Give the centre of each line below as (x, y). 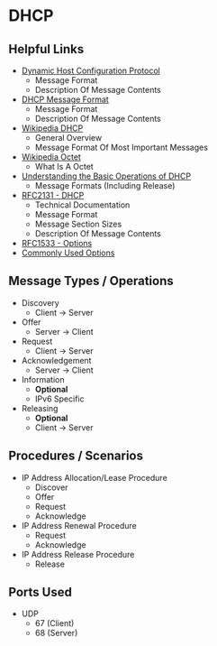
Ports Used (41, 592)
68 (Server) (56, 633)
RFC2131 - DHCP (53, 195)
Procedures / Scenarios (76, 456)
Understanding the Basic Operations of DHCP (106, 176)
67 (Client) (54, 623)
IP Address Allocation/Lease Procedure (94, 477)
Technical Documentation (82, 205)
